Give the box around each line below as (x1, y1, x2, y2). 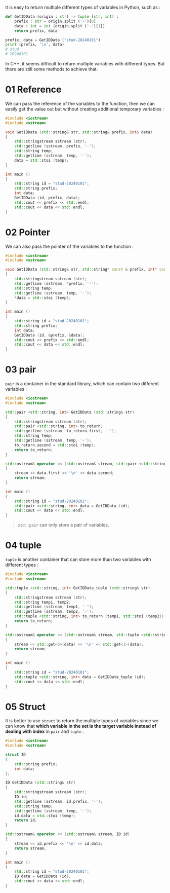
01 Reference (5, 84, 62, 95)
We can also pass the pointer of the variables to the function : (5, 243, 134, 249)
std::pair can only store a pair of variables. (17, 522, 110, 528)
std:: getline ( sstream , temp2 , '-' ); (14, 609, 94, 614)
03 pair (5, 364, 36, 376)
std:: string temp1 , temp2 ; (14, 600, 71, 605)
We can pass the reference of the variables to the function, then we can (5, 100, 155, 106)
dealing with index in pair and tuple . (5, 728, 84, 734)
